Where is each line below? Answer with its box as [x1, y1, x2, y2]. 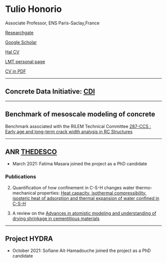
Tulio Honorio [5, 3, 62, 15]
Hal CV [5, 49, 20, 55]
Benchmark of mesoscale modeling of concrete [5, 110, 156, 119]
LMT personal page [5, 58, 46, 64]
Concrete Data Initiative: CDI [5, 87, 95, 96]
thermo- [135, 184, 153, 190]
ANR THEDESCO [5, 147, 57, 156]
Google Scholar [5, 39, 37, 45]
